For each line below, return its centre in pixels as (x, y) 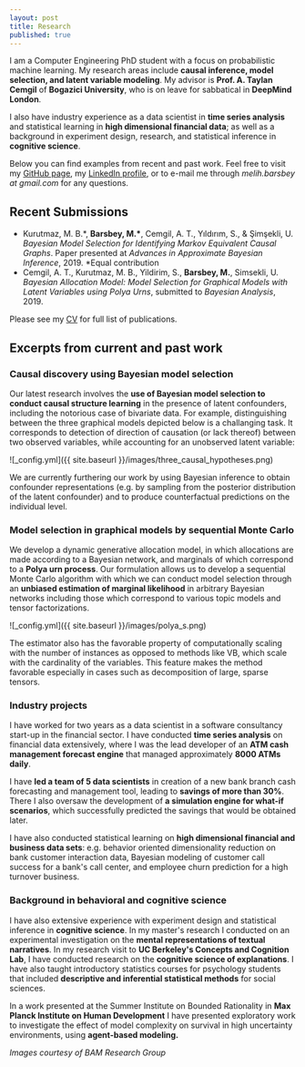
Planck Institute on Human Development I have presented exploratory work (152, 1015)
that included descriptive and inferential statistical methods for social (142, 978)
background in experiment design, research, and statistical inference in (143, 137)
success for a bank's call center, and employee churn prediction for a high (149, 867)
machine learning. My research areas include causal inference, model (142, 70)
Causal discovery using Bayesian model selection (122, 374)
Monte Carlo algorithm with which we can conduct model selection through (151, 579)
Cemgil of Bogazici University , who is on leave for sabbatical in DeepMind (151, 90)
